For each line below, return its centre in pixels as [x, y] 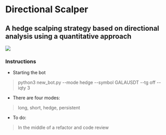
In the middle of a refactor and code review [63, 128]
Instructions [21, 61]
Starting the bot [29, 73]
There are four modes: [36, 98]
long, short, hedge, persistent [49, 108]
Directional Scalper [47, 9]
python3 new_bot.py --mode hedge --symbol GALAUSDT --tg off [87, 82]
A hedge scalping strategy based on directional [82, 28]
